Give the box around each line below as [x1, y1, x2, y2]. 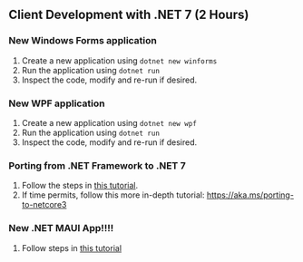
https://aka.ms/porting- [206, 189, 294, 200]
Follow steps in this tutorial [21, 242, 122, 253]
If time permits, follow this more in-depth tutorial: [21, 189, 205, 200]
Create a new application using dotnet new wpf [21, 117, 197, 128]
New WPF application [8, 97, 105, 110]
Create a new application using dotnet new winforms [21, 54, 218, 66]
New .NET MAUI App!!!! [8, 222, 114, 235]
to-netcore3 [21, 199, 67, 210]
